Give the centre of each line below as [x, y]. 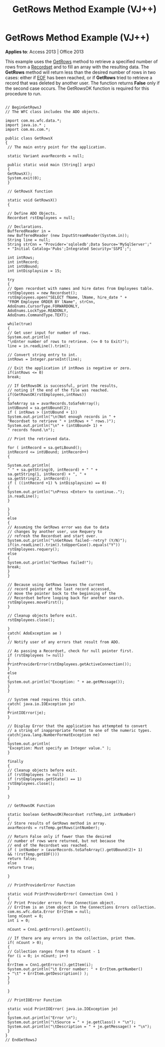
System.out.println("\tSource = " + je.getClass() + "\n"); [72, 1022]
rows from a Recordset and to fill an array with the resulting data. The [77, 67]
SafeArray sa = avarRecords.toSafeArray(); [54, 403]
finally [15, 761]
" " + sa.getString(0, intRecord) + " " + [53, 470]
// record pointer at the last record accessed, [59, 589]
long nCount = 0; [25, 916]
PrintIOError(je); [27, 713]
